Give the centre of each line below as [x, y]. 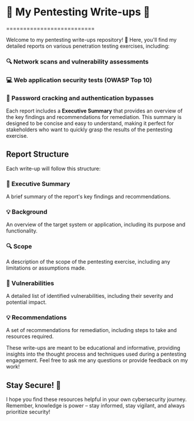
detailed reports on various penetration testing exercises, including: [88, 46]
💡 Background [27, 212]
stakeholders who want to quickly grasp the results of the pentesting [89, 130]
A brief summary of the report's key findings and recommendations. [88, 197]
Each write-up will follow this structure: [53, 168]
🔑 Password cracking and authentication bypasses [80, 98]
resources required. [30, 337]
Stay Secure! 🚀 [34, 385]
